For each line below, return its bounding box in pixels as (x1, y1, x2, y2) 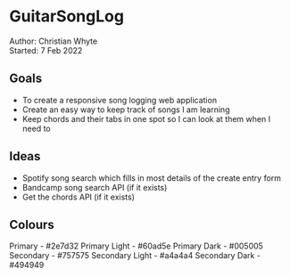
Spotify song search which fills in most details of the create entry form (21, 172, 282, 183)
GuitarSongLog (9, 6, 125, 27)
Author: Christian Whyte (9, 36, 98, 46)
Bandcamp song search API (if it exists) (21, 182, 168, 192)
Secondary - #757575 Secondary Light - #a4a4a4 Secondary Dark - (9, 250, 261, 261)
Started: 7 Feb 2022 (9, 45, 83, 55)
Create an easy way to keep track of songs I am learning (21, 104, 230, 115)
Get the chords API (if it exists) (21, 191, 136, 202)
